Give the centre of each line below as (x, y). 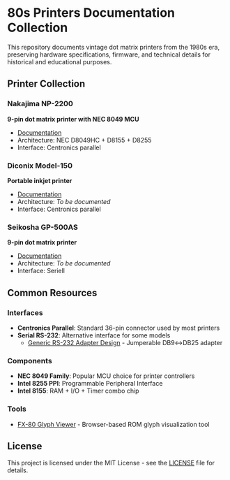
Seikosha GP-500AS (43, 227)
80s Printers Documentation (91, 13)
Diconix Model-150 (40, 166)
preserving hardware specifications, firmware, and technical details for (109, 54)
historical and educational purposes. (60, 61)
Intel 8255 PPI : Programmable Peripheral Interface (90, 384)
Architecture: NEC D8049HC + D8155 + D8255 (84, 140)
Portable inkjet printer (40, 180)
